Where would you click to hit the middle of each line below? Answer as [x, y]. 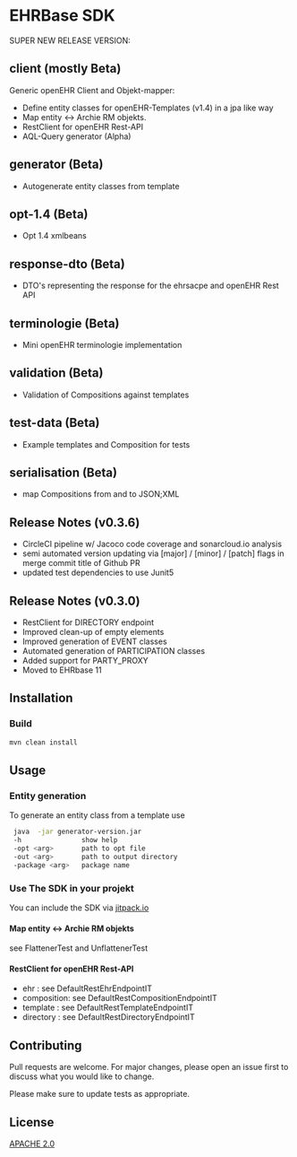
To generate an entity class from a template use [97, 815]
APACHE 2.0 [32, 1144]
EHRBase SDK [62, 16]
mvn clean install [43, 742]
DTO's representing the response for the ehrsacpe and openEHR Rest [150, 286]
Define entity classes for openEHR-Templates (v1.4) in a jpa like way [148, 108]
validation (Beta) [56, 373]
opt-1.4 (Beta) [49, 214]
